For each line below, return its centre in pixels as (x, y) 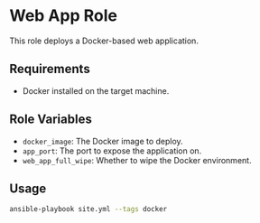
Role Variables (51, 120)
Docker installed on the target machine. (96, 90)
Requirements (50, 69)
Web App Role (63, 16)
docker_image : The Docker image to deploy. (102, 141)
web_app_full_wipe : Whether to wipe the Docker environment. (137, 160)
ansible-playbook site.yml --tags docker (88, 209)
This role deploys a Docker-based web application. (104, 41)
